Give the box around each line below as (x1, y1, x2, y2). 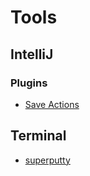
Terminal (10, 127, 67, 145)
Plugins (10, 76, 48, 90)
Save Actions (24, 98, 80, 110)
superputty (24, 154, 71, 166)
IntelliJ (10, 46, 54, 63)
